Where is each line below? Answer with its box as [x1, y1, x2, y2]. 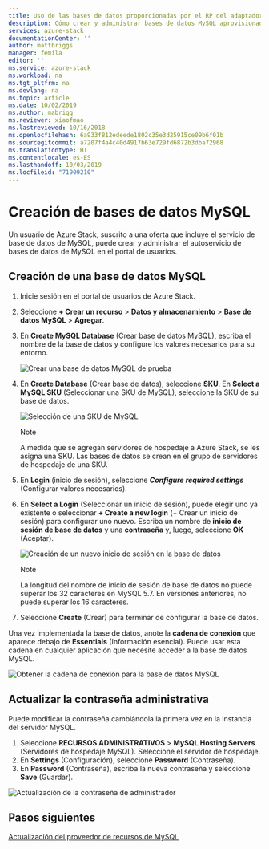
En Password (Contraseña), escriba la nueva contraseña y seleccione [19, 763, 251, 773]
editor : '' [8, 57, 45, 65]
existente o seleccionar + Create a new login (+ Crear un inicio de [19, 507, 238, 518]
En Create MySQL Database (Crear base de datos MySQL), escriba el [19, 331, 251, 340]
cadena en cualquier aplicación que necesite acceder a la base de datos [8, 645, 247, 655]
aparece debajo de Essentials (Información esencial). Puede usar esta [8, 636, 241, 646]
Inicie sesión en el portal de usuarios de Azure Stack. [19, 290, 196, 301]
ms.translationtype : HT [8, 146, 88, 154]
